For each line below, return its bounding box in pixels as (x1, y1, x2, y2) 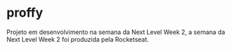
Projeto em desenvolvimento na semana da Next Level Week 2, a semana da (6, 28, 226, 36)
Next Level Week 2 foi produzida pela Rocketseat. (6, 35, 149, 43)
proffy (6, 5, 43, 21)
